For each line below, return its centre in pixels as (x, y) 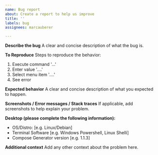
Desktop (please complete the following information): (60, 118)
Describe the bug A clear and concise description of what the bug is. (74, 46)
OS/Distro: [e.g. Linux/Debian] (42, 128)
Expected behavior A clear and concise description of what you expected (79, 89)
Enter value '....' (27, 70)
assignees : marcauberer (29, 28)
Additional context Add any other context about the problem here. (72, 147)
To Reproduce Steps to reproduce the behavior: (53, 55)
